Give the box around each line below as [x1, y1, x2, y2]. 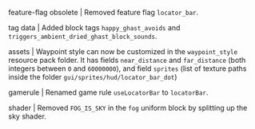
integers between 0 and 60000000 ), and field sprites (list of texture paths [8, 64, 247, 73]
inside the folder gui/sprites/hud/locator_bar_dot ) [8, 72, 177, 81]
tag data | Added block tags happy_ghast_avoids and [8, 23, 181, 32]
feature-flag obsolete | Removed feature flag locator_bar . [8, 8, 199, 17]
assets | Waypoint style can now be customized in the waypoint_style [8, 47, 238, 56]
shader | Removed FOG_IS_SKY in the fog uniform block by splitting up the [8, 104, 248, 112]
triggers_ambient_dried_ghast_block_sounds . [8, 32, 157, 41]
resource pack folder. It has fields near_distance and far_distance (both [8, 56, 246, 64]
